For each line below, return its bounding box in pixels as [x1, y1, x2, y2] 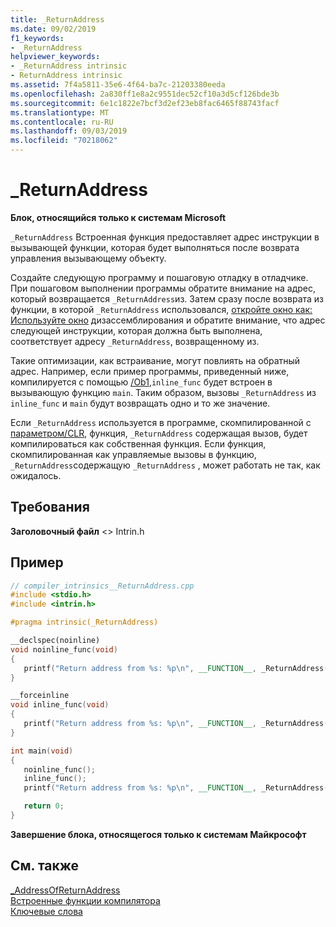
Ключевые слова [10, 905, 83, 917]
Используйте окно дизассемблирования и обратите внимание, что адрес [10, 314, 326, 326]
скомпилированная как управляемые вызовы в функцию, [10, 448, 257, 460]
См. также [10, 857, 80, 875]
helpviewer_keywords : [10, 52, 101, 62]
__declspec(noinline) [10, 636, 101, 646]
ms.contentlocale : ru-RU [10, 117, 114, 127]
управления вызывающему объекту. [10, 252, 167, 264]
